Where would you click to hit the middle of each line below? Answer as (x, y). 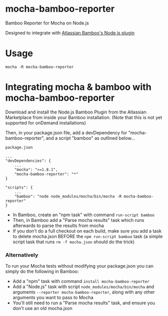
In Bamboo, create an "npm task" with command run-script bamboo (83, 215)
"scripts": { (19, 187)
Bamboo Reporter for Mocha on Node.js (47, 23)
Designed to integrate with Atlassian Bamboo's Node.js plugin (70, 33)
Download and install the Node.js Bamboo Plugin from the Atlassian (76, 112)
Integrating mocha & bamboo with (78, 87)
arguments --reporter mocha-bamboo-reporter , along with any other (84, 292)
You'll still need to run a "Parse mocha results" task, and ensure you (84, 303)
